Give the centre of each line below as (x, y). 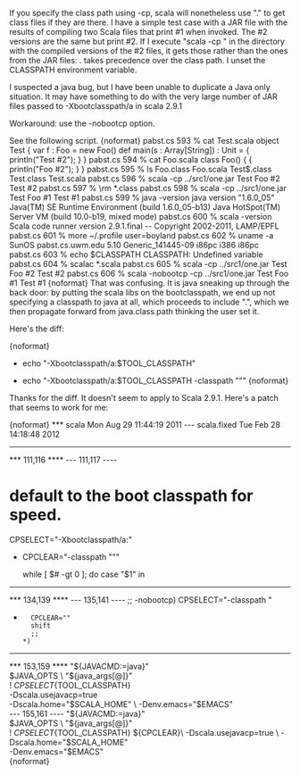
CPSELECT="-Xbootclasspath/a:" (71, 539)
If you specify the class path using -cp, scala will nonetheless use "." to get (147, 13)
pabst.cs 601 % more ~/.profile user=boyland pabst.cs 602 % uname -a (142, 235)
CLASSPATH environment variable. (73, 70)
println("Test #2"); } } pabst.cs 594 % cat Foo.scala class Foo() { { (131, 159)
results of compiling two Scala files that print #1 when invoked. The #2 (138, 32)
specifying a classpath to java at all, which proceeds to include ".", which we (150, 302)
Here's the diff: (37, 329)
